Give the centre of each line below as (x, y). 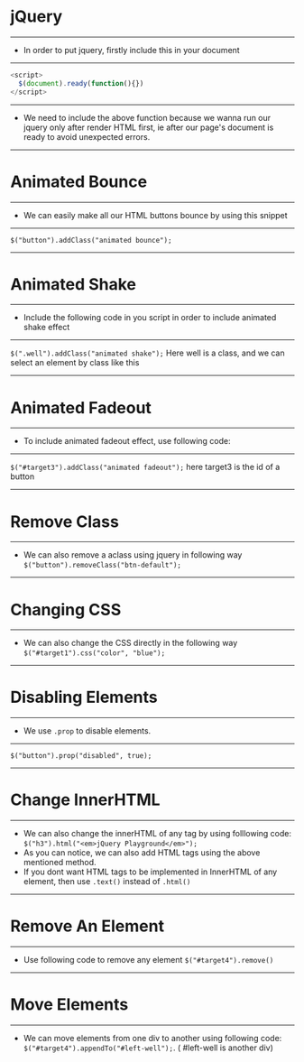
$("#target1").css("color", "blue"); (94, 653)
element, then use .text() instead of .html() (107, 882)
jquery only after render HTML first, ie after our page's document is (148, 127)
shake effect (46, 328)
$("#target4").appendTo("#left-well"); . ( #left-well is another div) (148, 1048)
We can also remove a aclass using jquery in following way (133, 555)
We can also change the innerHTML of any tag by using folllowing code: (157, 834)
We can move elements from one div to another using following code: (152, 1038)
